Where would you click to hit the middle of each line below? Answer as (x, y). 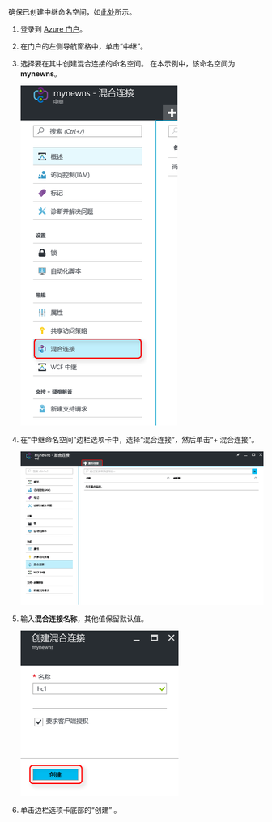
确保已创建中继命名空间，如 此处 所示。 (72, 12)
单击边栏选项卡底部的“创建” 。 (70, 810)
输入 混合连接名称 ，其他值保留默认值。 (84, 619)
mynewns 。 (41, 74)
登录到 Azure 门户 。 (53, 29)
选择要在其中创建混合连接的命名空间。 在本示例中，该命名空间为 (127, 64)
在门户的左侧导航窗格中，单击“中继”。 (84, 46)
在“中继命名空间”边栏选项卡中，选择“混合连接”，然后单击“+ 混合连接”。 (139, 439)
